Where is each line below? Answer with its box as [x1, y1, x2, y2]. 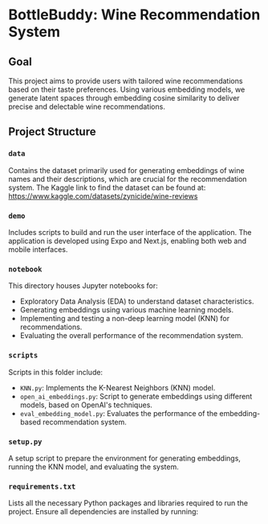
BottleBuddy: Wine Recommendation [8, 6, 261, 24]
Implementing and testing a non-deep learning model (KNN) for [19, 314, 230, 324]
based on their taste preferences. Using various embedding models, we [8, 85, 246, 94]
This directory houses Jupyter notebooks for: [8, 281, 158, 291]
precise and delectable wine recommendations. [8, 102, 166, 111]
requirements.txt [8, 481, 76, 491]
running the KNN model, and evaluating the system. [8, 461, 179, 472]
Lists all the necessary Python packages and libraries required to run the [8, 498, 249, 508]
